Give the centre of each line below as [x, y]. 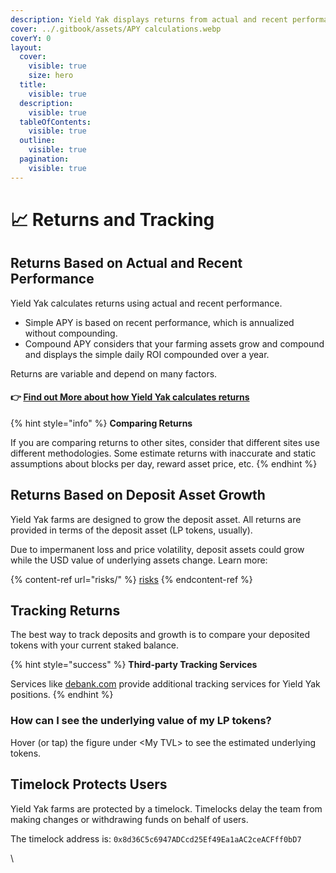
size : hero [51, 76]
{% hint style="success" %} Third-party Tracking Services [134, 665]
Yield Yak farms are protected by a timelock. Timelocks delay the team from [166, 808]
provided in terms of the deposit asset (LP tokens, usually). [131, 530]
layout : [26, 47]
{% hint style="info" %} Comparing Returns [101, 423]
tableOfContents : [55, 122]
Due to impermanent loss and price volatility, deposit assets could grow [157, 549]
